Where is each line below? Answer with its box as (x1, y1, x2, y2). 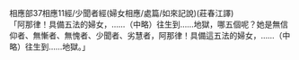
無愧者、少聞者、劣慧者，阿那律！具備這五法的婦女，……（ (64, 30, 283, 40)
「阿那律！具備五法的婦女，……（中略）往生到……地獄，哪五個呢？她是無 (9, 19, 281, 30)
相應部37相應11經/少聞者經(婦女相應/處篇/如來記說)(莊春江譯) (9, 8, 234, 18)
